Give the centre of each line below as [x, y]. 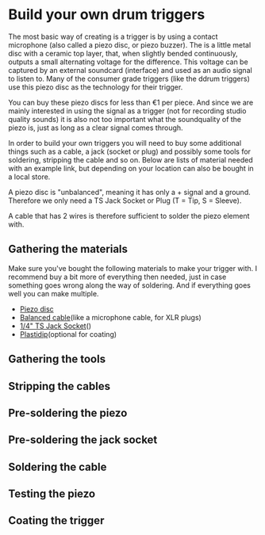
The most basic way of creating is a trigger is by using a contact [113, 36]
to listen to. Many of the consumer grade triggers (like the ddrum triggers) [129, 78]
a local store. [29, 177]
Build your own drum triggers [107, 15]
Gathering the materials [68, 249]
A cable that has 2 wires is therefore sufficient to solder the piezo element [129, 216]
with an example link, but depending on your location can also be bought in [131, 168]
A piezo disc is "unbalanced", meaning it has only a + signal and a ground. [130, 192]
